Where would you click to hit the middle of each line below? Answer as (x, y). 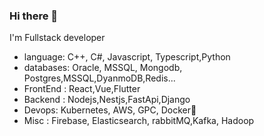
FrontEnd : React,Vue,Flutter (82, 89)
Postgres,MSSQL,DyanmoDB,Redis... (99, 78)
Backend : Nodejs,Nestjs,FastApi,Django (107, 100)
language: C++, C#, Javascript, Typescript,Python (127, 57)
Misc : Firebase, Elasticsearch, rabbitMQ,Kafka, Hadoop (139, 121)
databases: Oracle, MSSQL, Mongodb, (103, 68)
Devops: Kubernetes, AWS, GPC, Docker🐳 (110, 110)
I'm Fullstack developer (57, 38)
